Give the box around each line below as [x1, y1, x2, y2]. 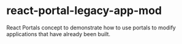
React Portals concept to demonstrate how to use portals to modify [6, 24, 176, 31]
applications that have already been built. [6, 30, 111, 37]
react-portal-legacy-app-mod [6, 4, 162, 18]
